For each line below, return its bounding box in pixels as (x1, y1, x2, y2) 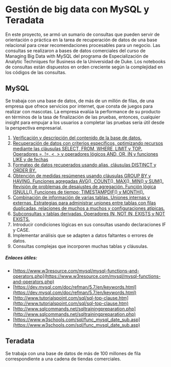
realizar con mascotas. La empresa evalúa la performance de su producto (5, 108, 161, 114)
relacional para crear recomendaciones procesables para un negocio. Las (5, 42, 161, 48)
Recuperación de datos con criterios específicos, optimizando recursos (12, 140, 163, 146)
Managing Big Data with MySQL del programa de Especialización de (5, 53, 149, 59)
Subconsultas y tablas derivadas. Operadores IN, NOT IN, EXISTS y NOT (12, 210, 165, 216)
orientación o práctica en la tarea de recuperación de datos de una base (5, 37, 157, 43)
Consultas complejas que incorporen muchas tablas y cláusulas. (12, 243, 149, 249)
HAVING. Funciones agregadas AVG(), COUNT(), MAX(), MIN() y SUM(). (12, 178, 164, 184)
